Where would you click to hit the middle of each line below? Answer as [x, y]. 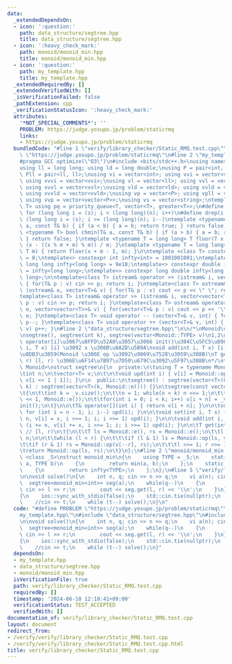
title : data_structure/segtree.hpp [71, 39]
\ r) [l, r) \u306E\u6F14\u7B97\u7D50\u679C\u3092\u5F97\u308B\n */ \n [122, 361]
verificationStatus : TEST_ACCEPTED [65, 605]
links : [29, 136]
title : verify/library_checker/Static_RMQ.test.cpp [83, 650]
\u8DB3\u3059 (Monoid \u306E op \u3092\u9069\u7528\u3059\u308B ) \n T [118, 354]
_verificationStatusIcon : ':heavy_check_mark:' [83, 110]
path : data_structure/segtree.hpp [69, 33]
